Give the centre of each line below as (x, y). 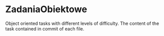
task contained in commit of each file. (45, 28)
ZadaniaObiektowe (46, 9)
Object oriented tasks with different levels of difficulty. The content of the (82, 23)
